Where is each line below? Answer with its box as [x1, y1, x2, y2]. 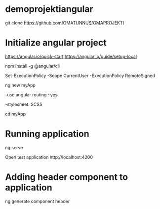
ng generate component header [5, 198, 70, 204]
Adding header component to [5, 171, 128, 182]
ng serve [5, 144, 23, 150]
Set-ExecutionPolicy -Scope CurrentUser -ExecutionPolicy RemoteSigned [5, 73, 156, 79]
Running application [5, 128, 90, 139]
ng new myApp [5, 82, 36, 88]
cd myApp [5, 111, 26, 117]
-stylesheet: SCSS [5, 101, 42, 107]
